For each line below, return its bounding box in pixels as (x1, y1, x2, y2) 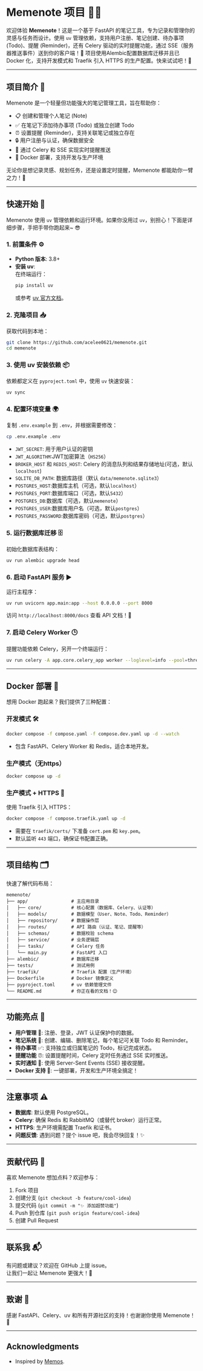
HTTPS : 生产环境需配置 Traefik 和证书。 (14, 1124, 115, 1131)
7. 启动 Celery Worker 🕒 (6, 628, 78, 637)
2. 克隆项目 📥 (6, 311, 47, 319)
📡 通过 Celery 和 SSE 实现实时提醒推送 (14, 146, 111, 153)
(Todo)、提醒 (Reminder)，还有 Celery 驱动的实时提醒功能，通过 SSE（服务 (6, 42, 195, 49)
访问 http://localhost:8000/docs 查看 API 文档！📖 (6, 612, 132, 619)
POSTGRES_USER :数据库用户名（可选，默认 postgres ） (14, 505, 143, 512)
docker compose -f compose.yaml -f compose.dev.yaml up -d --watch (6, 731, 180, 737)
